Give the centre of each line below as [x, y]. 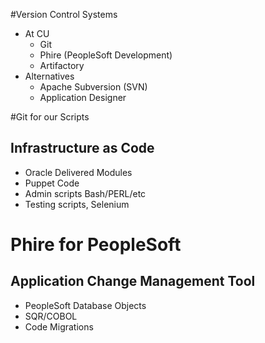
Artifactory [62, 65]
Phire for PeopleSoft [96, 245]
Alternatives [49, 76]
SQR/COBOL [51, 316]
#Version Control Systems [64, 14]
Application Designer [83, 97]
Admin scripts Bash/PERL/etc [85, 193]
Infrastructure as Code [82, 148]
